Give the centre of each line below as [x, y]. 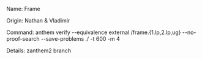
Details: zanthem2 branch [39, 50]
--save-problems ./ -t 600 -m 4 [80, 39]
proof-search [23, 39]
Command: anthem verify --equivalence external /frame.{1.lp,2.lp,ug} [94, 32]
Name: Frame [24, 9]
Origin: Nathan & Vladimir [38, 20]
